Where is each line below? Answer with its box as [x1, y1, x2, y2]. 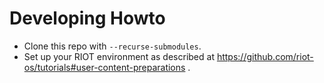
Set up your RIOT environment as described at [23, 50, 215, 62]
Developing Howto [9, 7, 166, 30]
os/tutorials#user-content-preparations [23, 61, 186, 73]
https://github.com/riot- [216, 50, 314, 62]
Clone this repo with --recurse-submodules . [23, 40, 202, 52]
